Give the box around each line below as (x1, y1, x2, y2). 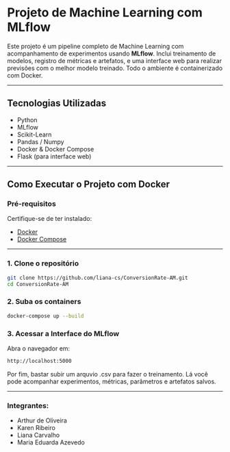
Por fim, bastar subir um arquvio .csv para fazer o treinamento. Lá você (7, 370, 209, 378)
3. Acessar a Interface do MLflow (7, 329, 120, 338)
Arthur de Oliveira (16, 416, 67, 425)
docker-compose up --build (7, 312, 84, 320)
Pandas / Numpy (16, 137, 64, 145)
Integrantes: (7, 401, 49, 410)
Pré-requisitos (7, 199, 56, 209)
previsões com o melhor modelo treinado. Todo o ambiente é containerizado (7, 64, 223, 72)
